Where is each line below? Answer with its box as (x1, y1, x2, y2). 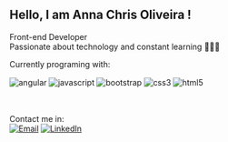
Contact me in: (9, 113, 64, 124)
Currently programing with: (9, 58, 111, 69)
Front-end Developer (9, 31, 88, 42)
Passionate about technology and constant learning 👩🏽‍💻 (9, 41, 221, 52)
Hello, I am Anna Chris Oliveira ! (9, 7, 193, 23)
